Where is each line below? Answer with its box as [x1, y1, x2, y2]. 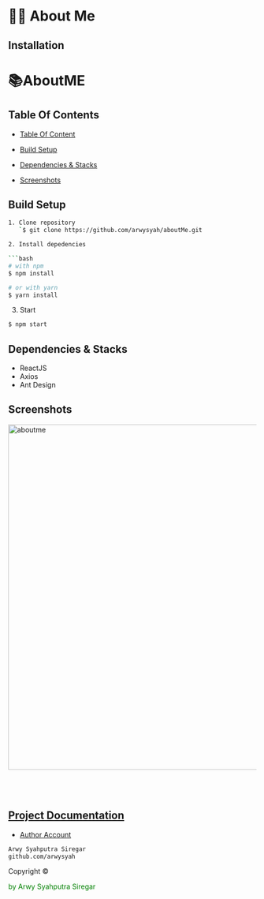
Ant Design [19, 380, 57, 390]
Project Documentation [8, 809, 125, 822]
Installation [8, 39, 65, 52]
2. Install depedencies [8, 241, 87, 249]
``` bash [8, 255, 34, 263]
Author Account [19, 830, 72, 839]
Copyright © [8, 867, 49, 876]
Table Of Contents [8, 108, 100, 122]
